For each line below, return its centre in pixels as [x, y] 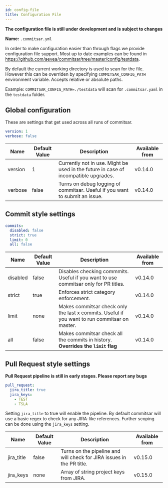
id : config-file [22, 10]
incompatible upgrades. [86, 176]
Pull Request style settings [48, 364]
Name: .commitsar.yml [28, 39]
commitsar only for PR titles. [91, 284]
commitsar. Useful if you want [93, 190]
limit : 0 [19, 240]
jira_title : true [28, 390]
